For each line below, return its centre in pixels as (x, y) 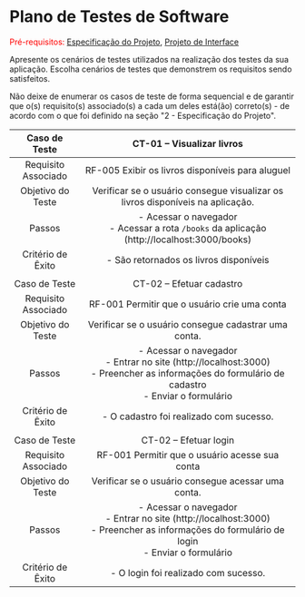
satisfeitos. (30, 78)
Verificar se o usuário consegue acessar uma (187, 481)
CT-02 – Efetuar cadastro (188, 283)
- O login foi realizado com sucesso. (188, 573)
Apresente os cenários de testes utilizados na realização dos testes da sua (149, 59)
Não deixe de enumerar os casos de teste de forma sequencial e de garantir (152, 96)
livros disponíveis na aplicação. (188, 201)
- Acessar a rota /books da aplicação (187, 228)
